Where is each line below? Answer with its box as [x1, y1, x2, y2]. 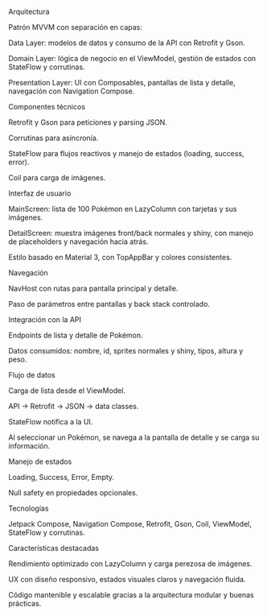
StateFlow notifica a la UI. [8, 417, 93, 426]
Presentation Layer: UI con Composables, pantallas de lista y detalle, [8, 78, 236, 87]
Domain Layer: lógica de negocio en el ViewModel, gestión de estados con [8, 54, 257, 63]
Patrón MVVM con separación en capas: [8, 23, 142, 31]
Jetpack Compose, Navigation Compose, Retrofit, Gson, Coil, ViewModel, [8, 519, 252, 528]
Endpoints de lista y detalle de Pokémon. [8, 330, 143, 340]
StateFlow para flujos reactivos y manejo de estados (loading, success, [8, 149, 244, 158]
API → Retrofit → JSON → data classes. [8, 402, 139, 411]
